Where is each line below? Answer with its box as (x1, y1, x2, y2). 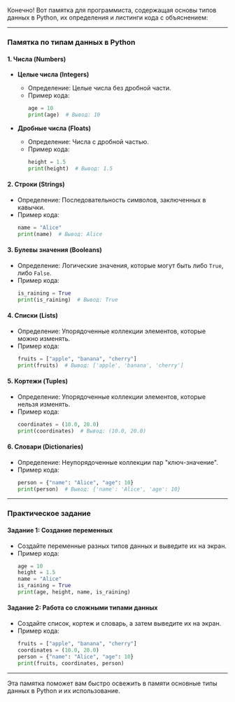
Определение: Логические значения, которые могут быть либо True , (17, 261, 224, 269)
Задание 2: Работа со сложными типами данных (7, 603, 158, 612)
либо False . (17, 269, 52, 277)
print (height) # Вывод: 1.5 (27, 164, 113, 172)
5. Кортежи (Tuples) (7, 377, 69, 386)
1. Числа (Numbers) (7, 55, 66, 63)
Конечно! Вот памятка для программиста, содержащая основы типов (7, 6, 217, 14)
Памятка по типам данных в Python (7, 37, 136, 47)
